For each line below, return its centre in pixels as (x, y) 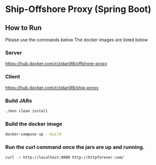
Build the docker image (34, 124)
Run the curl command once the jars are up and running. (75, 147)
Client (12, 77)
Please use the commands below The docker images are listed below (77, 40)
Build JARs (19, 100)
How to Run (23, 28)
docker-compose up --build (33, 134)
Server (14, 53)
